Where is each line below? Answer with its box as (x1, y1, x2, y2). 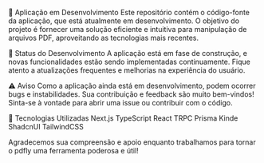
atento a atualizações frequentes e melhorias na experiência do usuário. (8, 66, 246, 75)
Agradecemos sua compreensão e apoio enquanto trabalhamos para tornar (8, 137, 257, 147)
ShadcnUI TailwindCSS (8, 122, 84, 131)
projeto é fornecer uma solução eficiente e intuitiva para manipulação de (8, 25, 247, 34)
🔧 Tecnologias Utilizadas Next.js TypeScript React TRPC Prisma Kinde (8, 113, 238, 123)
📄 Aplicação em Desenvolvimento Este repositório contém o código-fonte (8, 8, 250, 17)
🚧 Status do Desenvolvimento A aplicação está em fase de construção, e (8, 49, 247, 58)
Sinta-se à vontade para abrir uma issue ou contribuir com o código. (8, 98, 233, 107)
